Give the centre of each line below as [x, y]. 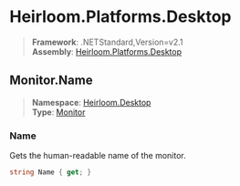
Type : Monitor [58, 112]
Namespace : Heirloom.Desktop [91, 102]
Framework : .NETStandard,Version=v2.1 [107, 42]
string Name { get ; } [51, 172]
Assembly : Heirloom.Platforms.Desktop [107, 51]
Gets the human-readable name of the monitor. [98, 156]
